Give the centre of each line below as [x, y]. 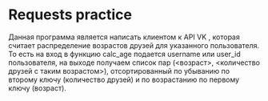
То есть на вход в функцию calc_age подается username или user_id [125, 54]
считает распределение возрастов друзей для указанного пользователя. [134, 45]
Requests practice [70, 15]
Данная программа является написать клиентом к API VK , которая [124, 37]
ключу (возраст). [37, 88]
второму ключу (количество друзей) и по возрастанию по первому [124, 79]
